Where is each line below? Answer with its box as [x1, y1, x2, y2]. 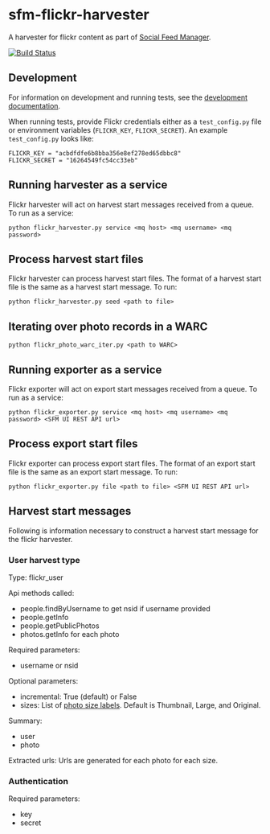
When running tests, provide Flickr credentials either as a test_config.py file [8, 117, 262, 126]
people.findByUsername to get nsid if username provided [19, 603, 211, 613]
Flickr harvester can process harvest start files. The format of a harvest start [8, 273, 262, 283]
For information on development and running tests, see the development [8, 92, 247, 102]
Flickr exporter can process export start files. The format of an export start [8, 458, 256, 468]
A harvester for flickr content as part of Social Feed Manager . [8, 32, 211, 42]
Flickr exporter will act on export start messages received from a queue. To [8, 384, 258, 393]
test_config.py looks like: [8, 134, 94, 143]
